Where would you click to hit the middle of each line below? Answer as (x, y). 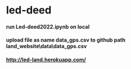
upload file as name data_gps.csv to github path (66, 40)
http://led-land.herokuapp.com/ (46, 60)
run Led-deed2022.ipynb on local (48, 26)
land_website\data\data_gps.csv (46, 46)
